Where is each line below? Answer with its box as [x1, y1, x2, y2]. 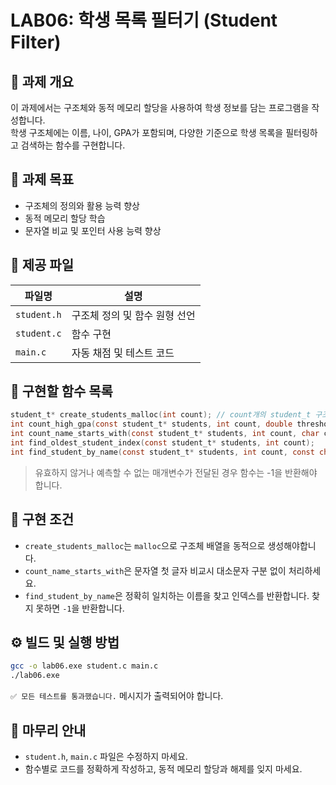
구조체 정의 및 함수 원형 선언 [71, 308, 196, 322]
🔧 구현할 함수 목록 [10, 383, 113, 400]
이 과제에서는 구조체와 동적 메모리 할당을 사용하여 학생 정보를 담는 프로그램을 [10, 102, 310, 113]
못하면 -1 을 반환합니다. [35, 602, 125, 614]
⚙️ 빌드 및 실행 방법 [10, 634, 120, 651]
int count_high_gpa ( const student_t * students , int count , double [10, 419, 293, 430]
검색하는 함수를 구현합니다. [20, 139, 126, 151]
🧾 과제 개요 [10, 73, 75, 90]
